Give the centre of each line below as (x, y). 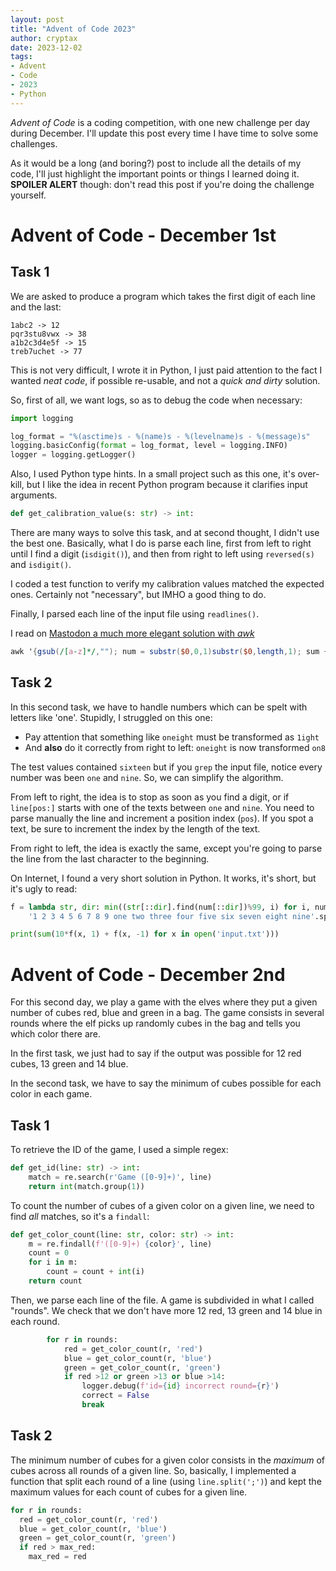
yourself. (28, 195)
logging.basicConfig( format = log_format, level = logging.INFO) (149, 446)
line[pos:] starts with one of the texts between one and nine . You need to (162, 807)
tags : (21, 57)
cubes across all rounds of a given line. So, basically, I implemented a (153, 1470)
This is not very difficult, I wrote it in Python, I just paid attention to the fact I (166, 370)
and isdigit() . (41, 564)
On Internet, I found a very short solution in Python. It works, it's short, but (163, 878)
